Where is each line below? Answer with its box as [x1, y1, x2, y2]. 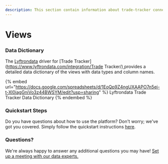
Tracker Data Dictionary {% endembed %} [5, 95, 92, 101]
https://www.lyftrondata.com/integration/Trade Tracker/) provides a [6, 64, 146, 70]
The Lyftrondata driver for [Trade [5, 58, 73, 64]
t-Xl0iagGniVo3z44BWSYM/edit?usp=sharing [5, 89, 99, 95]
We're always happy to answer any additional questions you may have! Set [5, 147, 159, 153]
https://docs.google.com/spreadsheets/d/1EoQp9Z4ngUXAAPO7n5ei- [15, 84, 160, 90]
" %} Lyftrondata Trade [98, 89, 146, 95]
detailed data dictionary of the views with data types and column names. [5, 69, 155, 75]
